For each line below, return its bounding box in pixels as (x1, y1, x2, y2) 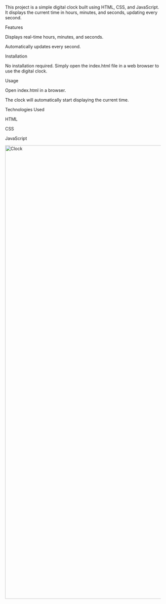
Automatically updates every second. (5, 44, 81, 49)
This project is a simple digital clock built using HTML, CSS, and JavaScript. (5, 4, 160, 10)
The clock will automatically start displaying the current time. (5, 97, 129, 103)
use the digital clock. (5, 68, 48, 74)
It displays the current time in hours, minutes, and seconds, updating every (5, 9, 158, 15)
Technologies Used (5, 107, 44, 112)
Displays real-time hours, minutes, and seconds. (5, 34, 104, 40)
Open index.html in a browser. (5, 87, 66, 93)
